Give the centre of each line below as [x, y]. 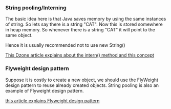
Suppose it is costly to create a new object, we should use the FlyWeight [82, 80]
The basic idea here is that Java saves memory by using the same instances [86, 19]
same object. [19, 35]
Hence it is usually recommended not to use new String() [65, 45]
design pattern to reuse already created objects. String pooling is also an [82, 85]
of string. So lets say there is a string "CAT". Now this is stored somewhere [84, 24]
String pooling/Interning [36, 8]
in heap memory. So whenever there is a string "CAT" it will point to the [80, 30]
